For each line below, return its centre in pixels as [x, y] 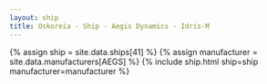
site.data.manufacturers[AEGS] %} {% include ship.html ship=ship [134, 61]
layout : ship [34, 18]
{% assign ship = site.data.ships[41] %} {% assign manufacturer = [133, 51]
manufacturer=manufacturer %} [70, 71]
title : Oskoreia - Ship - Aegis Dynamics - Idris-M [109, 26]
